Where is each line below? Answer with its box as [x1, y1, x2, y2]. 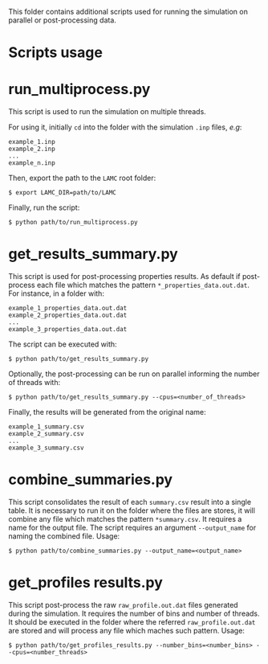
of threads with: [8, 378, 61, 387]
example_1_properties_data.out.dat [8, 305, 128, 313]
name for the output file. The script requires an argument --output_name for [8, 523, 257, 532]
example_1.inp [8, 138, 56, 146]
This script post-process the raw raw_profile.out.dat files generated [8, 600, 238, 609]
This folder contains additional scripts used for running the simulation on [8, 7, 249, 16]
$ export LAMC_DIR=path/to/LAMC [8, 189, 116, 197]
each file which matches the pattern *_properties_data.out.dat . [36, 281, 250, 290]
